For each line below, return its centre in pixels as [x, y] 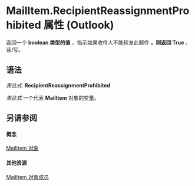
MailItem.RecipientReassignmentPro [98, 11]
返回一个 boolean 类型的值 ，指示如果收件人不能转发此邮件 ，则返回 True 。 [98, 42]
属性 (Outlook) [79, 25]
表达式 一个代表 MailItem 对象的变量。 [53, 97]
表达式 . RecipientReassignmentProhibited [58, 85]
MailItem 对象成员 [28, 177]
